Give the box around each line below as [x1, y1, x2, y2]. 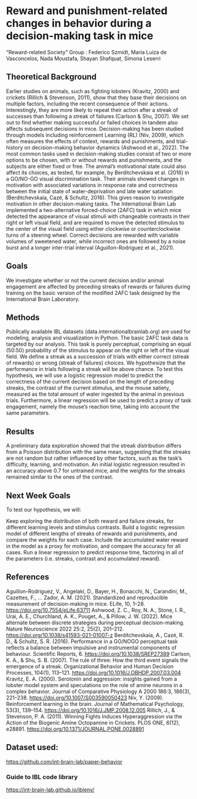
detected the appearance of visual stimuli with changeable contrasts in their [6, 213, 191, 220]
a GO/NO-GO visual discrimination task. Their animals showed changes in [6, 175, 185, 182]
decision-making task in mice [6, 29, 153, 42]
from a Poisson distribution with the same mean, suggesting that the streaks [6, 449, 191, 456]
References [6, 572, 49, 582]
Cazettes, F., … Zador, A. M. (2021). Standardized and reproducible [6, 594, 168, 601]
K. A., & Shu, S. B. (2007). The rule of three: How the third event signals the [6, 657, 188, 664]
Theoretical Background [6, 72, 97, 82]
